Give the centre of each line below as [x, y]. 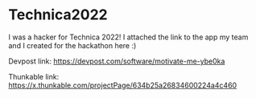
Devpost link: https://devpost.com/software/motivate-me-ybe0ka [117, 61]
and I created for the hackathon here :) [72, 45]
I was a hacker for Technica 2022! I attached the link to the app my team [128, 37]
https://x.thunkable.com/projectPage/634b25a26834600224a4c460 [123, 85]
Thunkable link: [34, 76]
